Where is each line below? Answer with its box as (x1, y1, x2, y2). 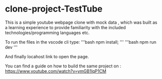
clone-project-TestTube (5, 3, 103, 15)
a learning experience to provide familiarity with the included (5, 24, 126, 30)
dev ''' (5, 44, 18, 50)
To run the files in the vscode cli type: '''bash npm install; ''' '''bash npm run (5, 39, 156, 45)
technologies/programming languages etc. (5, 30, 90, 35)
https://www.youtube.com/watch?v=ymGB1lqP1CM (5, 68, 106, 74)
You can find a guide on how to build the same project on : (5, 63, 121, 69)
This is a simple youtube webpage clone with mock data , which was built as (5, 19, 158, 25)
